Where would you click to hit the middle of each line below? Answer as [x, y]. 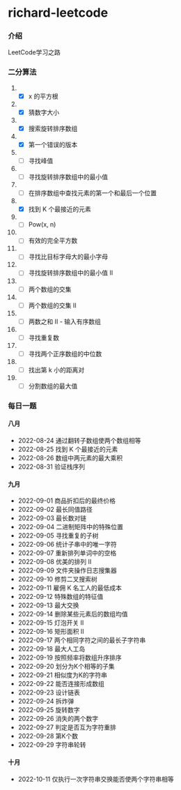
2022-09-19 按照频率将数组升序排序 [70, 658]
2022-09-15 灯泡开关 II [51, 623]
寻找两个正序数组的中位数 [65, 354]
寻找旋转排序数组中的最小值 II [71, 273]
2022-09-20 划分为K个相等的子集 [66, 667]
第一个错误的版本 [53, 144]
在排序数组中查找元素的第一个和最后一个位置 [93, 193]
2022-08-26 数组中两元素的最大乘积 [70, 458]
